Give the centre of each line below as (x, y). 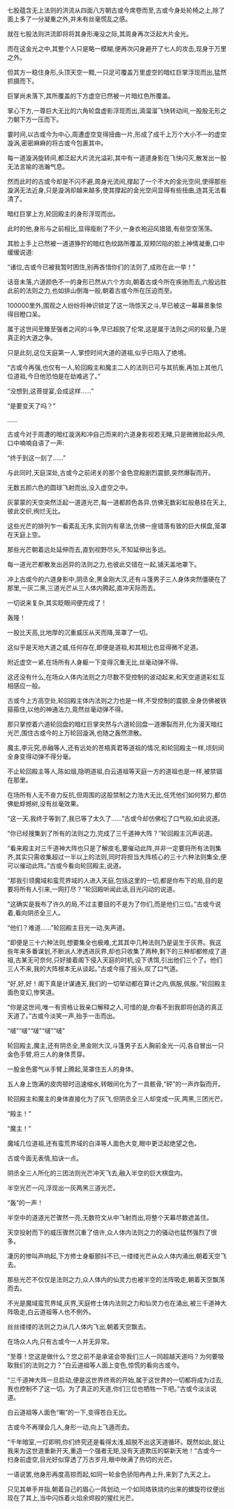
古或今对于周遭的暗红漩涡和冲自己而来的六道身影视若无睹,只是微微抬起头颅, (116, 434)
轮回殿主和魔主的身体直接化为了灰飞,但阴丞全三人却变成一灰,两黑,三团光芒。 (117, 1099)
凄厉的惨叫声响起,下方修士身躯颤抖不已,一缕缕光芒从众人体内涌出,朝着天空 (114, 1256)
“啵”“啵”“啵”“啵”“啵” (36, 1030)
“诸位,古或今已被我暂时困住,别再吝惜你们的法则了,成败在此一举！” (101, 267)
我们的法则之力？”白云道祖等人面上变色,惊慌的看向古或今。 (98, 1365)
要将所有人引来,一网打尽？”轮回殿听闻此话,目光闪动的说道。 (93, 889)
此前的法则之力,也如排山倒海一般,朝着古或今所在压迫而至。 (92, 291)
